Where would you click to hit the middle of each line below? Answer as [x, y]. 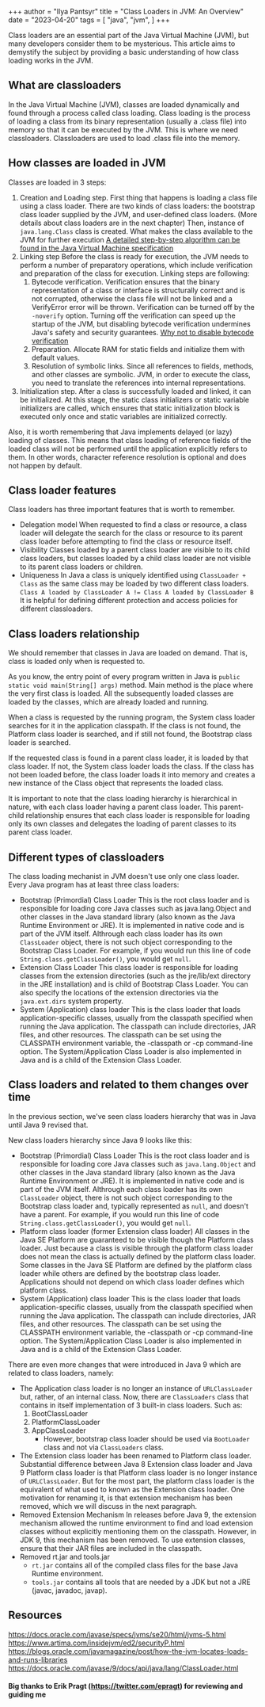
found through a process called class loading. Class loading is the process [129, 113]
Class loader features [62, 491]
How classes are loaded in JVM [87, 163]
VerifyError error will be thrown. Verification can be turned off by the [143, 307]
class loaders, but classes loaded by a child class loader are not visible [135, 559]
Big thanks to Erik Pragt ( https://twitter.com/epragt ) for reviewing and [126, 1686]
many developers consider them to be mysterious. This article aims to [122, 44]
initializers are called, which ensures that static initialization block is [129, 408]
